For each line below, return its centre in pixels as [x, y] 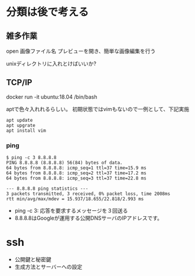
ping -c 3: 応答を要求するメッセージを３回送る [71, 211]
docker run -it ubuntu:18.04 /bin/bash [52, 97]
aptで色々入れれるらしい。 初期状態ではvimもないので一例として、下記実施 [98, 109]
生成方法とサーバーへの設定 [48, 267]
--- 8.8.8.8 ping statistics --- [47, 189]
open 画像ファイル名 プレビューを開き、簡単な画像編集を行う [81, 51]
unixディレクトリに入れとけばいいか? [51, 64]
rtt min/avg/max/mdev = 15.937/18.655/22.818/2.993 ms [75, 199]
